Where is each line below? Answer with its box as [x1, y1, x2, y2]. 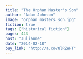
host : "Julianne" [5, 36, 42, 42]
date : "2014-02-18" [5, 41, 47, 46]
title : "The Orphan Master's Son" [5, 7, 79, 13]
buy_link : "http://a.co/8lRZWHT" [5, 46, 76, 51]
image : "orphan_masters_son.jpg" [5, 17, 76, 22]
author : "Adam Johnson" [5, 12, 56, 17]
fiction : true [5, 22, 36, 27]
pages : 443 [5, 31, 29, 36]
